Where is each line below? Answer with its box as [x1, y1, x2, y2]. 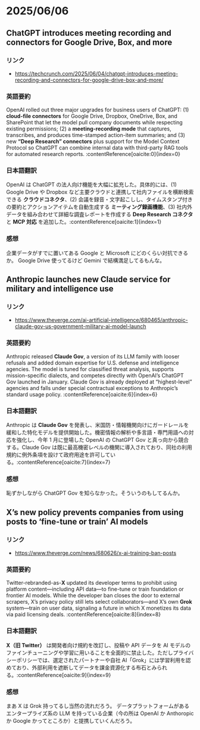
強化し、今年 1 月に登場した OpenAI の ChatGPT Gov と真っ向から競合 [16, 436, 189, 444]
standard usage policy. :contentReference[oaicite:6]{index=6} [6, 391, 158, 398]
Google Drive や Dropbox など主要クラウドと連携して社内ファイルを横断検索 [6, 189, 194, 196]
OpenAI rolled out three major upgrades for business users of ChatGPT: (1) [6, 106, 189, 114]
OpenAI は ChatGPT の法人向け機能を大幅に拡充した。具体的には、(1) [6, 181, 177, 188]
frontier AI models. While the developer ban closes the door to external [6, 592, 180, 599]
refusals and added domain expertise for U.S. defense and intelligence [6, 359, 179, 366]
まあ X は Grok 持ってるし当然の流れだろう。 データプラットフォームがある [6, 702, 189, 709]
